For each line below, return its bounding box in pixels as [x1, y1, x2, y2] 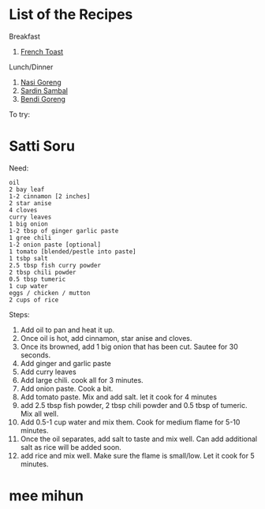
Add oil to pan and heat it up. [20, 325, 115, 335]
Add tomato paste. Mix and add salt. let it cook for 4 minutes [20, 392, 218, 402]
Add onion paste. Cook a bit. [20, 384, 114, 393]
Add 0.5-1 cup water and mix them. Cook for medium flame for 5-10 [20, 417, 241, 427]
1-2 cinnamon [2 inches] [9, 192, 91, 200]
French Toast [20, 47, 64, 56]
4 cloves [9, 206, 38, 214]
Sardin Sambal [20, 85, 68, 95]
